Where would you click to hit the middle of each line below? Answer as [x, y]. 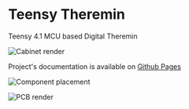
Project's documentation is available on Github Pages [94, 66]
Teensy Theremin [67, 15]
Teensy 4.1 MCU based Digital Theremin [73, 36]
